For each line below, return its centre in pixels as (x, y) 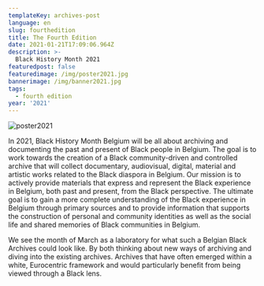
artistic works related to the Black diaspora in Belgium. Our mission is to (125, 175)
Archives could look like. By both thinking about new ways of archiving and (130, 248)
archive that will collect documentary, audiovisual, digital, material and (122, 166)
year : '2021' (30, 103)
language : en (30, 23)
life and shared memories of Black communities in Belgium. (104, 225)
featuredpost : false (42, 67)
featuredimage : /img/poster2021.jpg (68, 74)
